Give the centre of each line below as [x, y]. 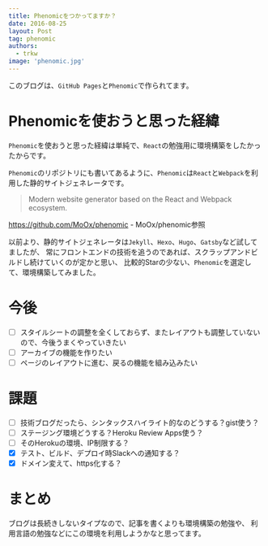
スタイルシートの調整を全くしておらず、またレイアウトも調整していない [140, 332]
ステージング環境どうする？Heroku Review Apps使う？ [112, 432]
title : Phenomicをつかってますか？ [63, 16]
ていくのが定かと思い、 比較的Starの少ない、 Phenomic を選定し [147, 262]
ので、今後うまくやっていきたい [73, 342]
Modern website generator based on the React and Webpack [130, 199]
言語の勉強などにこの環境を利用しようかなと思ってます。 [110, 534]
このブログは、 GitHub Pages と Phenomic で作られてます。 [101, 85]
